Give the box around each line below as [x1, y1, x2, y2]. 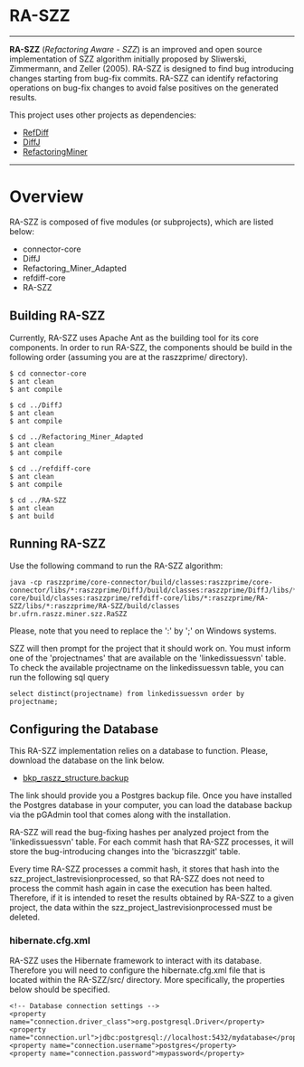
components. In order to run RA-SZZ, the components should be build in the [9, 341, 292, 353]
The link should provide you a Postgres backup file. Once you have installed [9, 790, 292, 801]
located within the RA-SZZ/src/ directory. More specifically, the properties [9, 974, 285, 985]
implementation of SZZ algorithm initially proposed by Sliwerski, [9, 53, 247, 64]
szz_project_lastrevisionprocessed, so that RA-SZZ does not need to [9, 873, 265, 884]
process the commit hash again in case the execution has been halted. [9, 883, 273, 894]
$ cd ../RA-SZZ [9, 495, 67, 505]
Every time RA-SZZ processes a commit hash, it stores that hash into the [9, 863, 280, 874]
